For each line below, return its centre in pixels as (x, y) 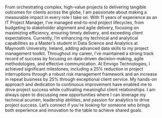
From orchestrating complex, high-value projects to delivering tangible (76, 7)
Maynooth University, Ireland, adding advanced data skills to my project (77, 48)
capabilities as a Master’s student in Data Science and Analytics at (72, 43)
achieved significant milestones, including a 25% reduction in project (74, 69)
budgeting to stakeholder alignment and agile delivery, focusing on (72, 28)
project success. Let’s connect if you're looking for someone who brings (78, 105)
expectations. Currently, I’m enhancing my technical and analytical (72, 38)
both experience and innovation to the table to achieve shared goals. (74, 110)
